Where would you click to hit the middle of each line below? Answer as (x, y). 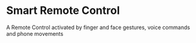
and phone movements (35, 33)
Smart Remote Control (63, 11)
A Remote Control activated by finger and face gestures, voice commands (98, 27)
